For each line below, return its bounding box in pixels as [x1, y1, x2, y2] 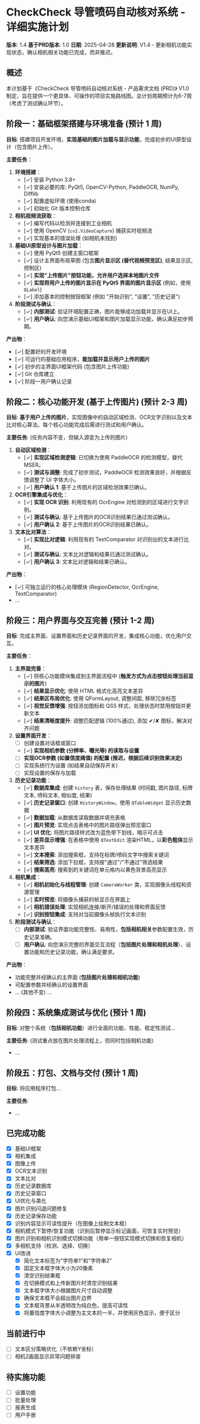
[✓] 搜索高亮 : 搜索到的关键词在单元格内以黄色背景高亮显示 [23, 866, 168, 873]
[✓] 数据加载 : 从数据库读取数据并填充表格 [23, 814, 126, 821]
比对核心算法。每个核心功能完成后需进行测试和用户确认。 [6, 421, 147, 428]
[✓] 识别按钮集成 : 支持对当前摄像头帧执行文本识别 [23, 911, 147, 918]
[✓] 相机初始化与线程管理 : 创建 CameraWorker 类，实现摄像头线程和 [23, 881, 186, 888]
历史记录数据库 [14, 1182, 52, 1189]
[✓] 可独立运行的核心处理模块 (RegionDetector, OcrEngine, [14, 583, 160, 590]
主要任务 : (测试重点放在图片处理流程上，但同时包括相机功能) [6, 1037, 154, 1044]
